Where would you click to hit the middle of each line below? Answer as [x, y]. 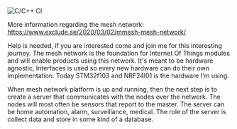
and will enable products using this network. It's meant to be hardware [110, 61]
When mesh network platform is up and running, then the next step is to [112, 89]
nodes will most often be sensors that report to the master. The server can [116, 104]
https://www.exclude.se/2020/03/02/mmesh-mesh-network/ [97, 32]
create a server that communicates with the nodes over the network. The [114, 97]
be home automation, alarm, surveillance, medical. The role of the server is [117, 112]
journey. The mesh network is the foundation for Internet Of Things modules [119, 53]
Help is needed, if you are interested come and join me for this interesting [115, 45]
